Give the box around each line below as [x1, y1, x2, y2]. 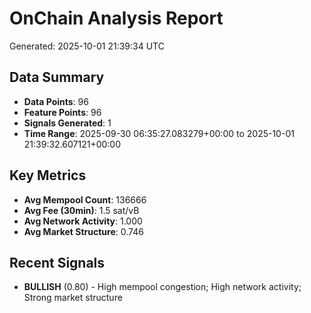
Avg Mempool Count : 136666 [23, 193, 147, 206]
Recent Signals [9, 254, 106, 271]
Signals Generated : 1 [23, 117, 112, 129]
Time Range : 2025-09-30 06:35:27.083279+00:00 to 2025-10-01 [23, 127, 295, 139]
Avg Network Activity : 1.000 [23, 215, 143, 227]
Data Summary [9, 69, 105, 86]
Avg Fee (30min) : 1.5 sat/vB [23, 204, 140, 216]
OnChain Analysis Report [9, 7, 224, 30]
